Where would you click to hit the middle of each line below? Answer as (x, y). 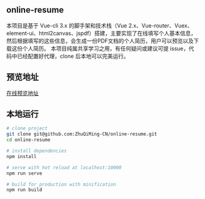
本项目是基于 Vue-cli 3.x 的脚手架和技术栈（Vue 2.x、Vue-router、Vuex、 (99, 25)
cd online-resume (28, 140)
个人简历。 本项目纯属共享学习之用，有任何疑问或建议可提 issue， (106, 48)
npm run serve (24, 173)
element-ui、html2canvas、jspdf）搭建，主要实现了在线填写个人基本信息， (102, 33)
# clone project (27, 128)
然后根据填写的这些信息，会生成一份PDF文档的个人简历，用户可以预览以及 (100, 41)
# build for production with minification (61, 184)
